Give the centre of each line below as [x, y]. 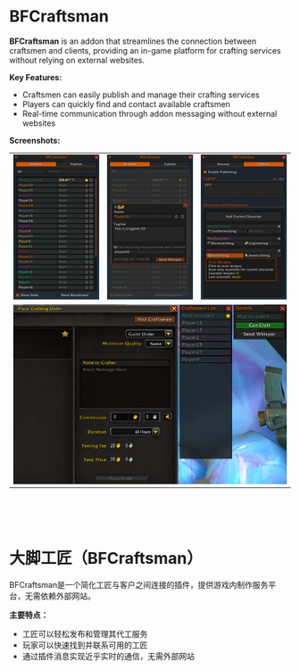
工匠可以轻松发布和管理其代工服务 [85, 634]
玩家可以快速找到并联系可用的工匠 [85, 645]
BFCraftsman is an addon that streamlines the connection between [133, 41]
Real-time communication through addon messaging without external [150, 113]
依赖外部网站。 [67, 596]
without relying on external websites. [77, 60]
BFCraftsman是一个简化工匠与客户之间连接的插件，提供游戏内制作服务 [139, 585]
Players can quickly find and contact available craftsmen [126, 103]
